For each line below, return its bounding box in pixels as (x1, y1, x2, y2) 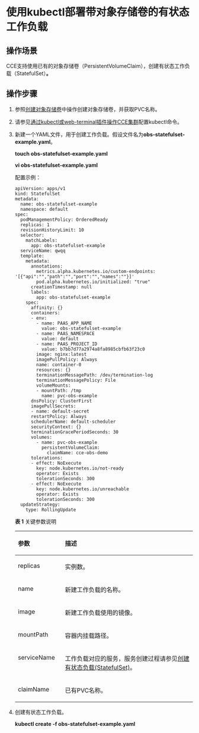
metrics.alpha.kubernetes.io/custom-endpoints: (36, 268, 156, 274)
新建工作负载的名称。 (65, 586, 124, 594)
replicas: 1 (20, 221, 50, 228)
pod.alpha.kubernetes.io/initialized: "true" (36, 279, 150, 285)
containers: (30, 310, 60, 316)
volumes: (30, 434, 53, 440)
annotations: (30, 263, 63, 269)
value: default (41, 336, 79, 342)
